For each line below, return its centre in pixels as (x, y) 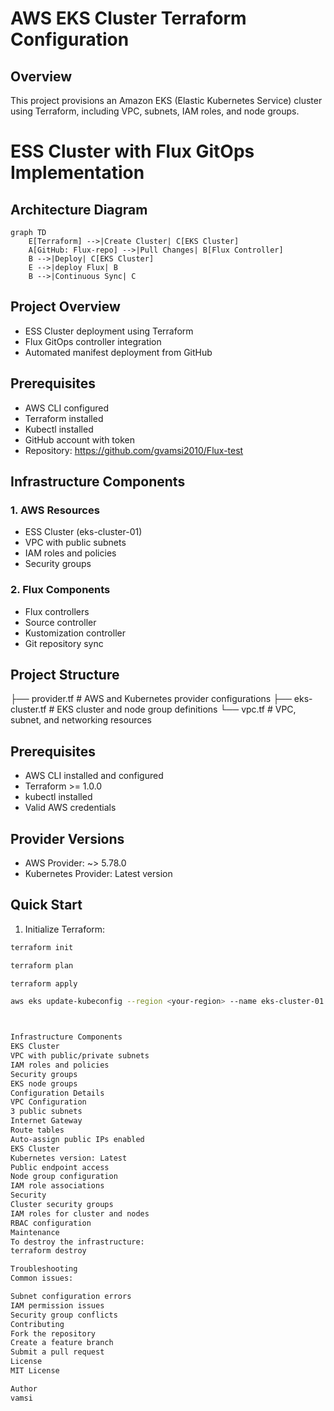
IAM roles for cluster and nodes (80, 1213)
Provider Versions (67, 838)
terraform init (42, 947)
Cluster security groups (62, 1205)
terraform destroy (48, 1251)
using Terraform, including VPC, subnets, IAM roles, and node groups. (155, 111)
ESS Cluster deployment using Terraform (109, 331)
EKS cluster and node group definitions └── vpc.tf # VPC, (176, 709)
